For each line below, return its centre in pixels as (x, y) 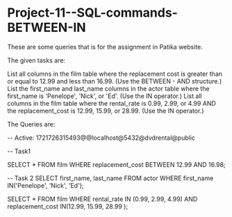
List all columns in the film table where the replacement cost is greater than (115, 74)
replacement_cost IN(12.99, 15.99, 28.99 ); (68, 206)
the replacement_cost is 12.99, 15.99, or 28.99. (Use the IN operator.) (106, 111)
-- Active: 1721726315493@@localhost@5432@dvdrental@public (101, 138)
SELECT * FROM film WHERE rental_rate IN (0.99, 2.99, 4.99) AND (102, 199)
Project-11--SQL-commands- (93, 13)
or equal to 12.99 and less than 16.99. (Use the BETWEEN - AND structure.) (115, 81)
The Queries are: (31, 124)
